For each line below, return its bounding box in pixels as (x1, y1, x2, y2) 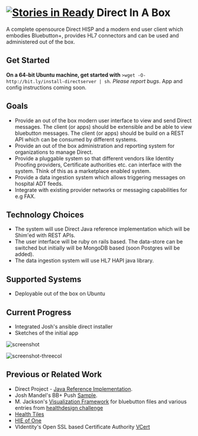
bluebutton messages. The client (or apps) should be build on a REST (14, 129, 184, 137)
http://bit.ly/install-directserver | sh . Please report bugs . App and (6, 77, 183, 84)
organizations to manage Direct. (14, 149, 93, 156)
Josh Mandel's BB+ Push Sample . (14, 391, 98, 399)
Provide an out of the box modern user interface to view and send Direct (14, 116, 192, 124)
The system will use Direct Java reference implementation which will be (14, 226, 190, 233)
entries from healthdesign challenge (14, 404, 104, 411)
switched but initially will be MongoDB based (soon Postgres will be (14, 244, 180, 252)
